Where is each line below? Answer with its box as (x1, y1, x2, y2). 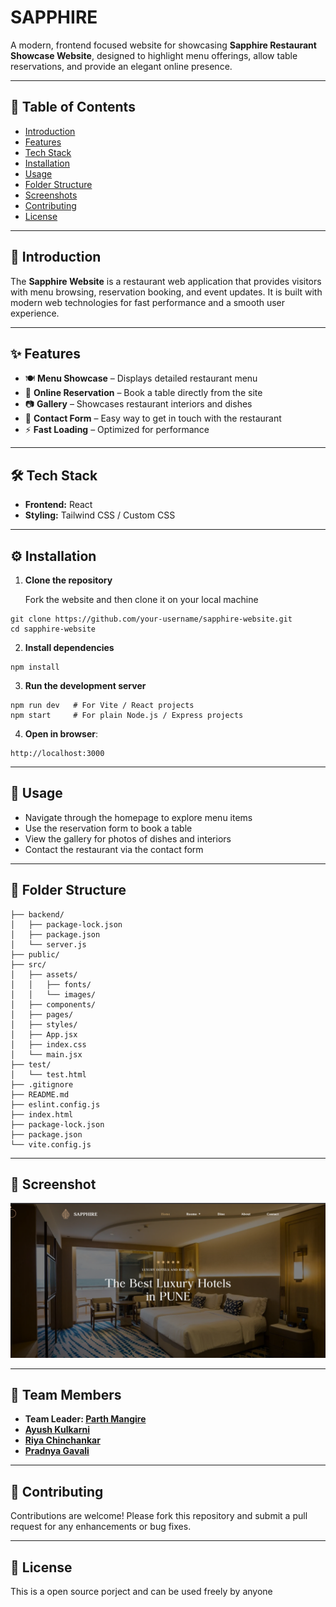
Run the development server (24, 680, 147, 691)
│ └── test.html (10, 1069, 87, 1080)
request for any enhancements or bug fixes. (10, 1521, 192, 1533)
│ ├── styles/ (10, 1019, 78, 1030)
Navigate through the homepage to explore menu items (24, 811, 253, 823)
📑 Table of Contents (10, 99, 136, 116)
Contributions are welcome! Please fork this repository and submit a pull (10, 1510, 308, 1522)
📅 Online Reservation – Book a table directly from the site (24, 387, 263, 399)
